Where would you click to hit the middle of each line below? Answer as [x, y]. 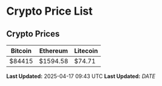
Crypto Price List [49, 11]
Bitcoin [21, 51]
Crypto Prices [33, 34]
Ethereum [54, 51]
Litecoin [86, 51]
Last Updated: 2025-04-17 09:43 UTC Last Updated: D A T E [81, 76]
